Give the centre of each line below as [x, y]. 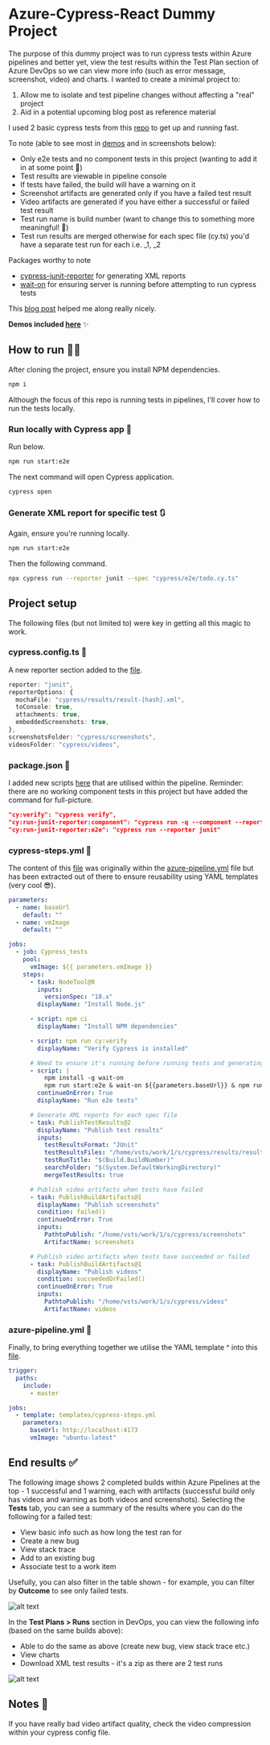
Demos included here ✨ [49, 324]
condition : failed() [72, 1212]
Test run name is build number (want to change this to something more [137, 219]
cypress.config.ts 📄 [47, 652]
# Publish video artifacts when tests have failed [116, 1189]
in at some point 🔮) [51, 167]
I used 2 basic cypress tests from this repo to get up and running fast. [124, 127]
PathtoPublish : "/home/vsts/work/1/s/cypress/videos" [136, 1302]
